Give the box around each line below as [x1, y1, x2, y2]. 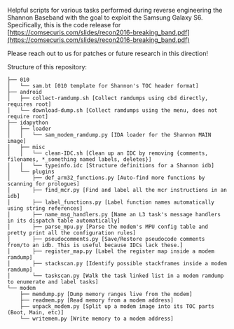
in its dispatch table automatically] [7, 217, 121, 224]
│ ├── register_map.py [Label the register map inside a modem [7, 248, 215, 255]
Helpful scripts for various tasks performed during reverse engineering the [7, 6, 223, 14]
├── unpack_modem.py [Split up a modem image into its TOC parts [20, 303, 215, 310]
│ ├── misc [7, 143, 46, 150]
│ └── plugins [7, 168, 55, 175]
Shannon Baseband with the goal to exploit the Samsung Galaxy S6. [7, 13, 203, 22]
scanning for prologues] [7, 181, 80, 188]
